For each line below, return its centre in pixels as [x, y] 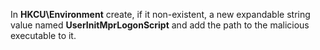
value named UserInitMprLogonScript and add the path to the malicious [160, 25]
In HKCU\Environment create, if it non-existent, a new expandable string [160, 14]
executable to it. [43, 35]
